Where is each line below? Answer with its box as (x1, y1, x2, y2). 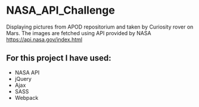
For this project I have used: (6, 53, 111, 63)
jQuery (14, 75, 32, 82)
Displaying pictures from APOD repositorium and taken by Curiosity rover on (6, 23, 194, 30)
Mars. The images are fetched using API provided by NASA (6, 29, 151, 36)
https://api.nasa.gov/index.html (6, 36, 82, 43)
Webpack (14, 94, 39, 101)
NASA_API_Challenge (6, 4, 115, 17)
